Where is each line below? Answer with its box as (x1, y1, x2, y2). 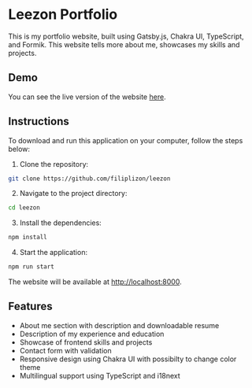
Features (8, 300, 53, 313)
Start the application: (19, 248, 88, 257)
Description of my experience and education (19, 329, 165, 338)
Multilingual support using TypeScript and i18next (19, 371, 181, 380)
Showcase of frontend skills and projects (19, 337, 153, 347)
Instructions (8, 115, 69, 128)
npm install (8, 234, 47, 242)
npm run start (8, 263, 55, 271)
